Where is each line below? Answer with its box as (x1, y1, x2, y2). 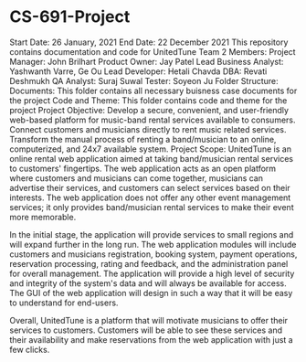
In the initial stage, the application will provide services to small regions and (9, 229, 294, 240)
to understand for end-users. (9, 297, 119, 308)
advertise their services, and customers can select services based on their (9, 182, 290, 193)
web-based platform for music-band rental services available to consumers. (9, 114, 296, 125)
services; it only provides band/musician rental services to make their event (9, 201, 294, 212)
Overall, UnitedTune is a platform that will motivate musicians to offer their (9, 314, 289, 325)
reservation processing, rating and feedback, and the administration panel (9, 258, 289, 269)
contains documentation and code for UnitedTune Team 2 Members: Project (9, 46, 296, 57)
